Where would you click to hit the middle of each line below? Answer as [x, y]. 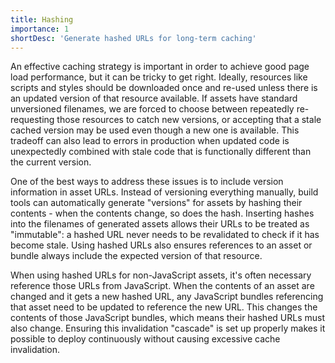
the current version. [51, 162]
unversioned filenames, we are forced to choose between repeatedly [152, 109]
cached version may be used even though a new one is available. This [155, 130]
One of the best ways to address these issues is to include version [147, 182]
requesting [32, 120]
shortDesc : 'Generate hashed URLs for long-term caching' [133, 38]
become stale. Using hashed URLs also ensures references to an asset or [161, 245]
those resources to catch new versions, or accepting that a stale [189, 120]
